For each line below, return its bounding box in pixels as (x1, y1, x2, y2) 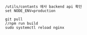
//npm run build (5, 21, 38, 26)
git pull (5, 17, 23, 22)
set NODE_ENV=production (5, 8, 56, 13)
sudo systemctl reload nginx (5, 25, 65, 30)
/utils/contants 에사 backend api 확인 (5, 4, 82, 9)
